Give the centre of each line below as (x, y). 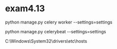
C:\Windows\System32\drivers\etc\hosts (46, 41)
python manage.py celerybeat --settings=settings (56, 31)
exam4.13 (25, 9)
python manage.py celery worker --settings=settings (59, 22)
